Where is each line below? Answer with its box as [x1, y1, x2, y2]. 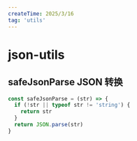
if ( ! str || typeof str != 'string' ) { [14, 102, 131, 109]
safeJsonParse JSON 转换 [8, 76, 123, 88]
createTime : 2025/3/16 [8, 10, 74, 17]
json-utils [8, 47, 65, 63]
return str [20, 108, 52, 115]
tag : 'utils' [8, 17, 46, 24]
